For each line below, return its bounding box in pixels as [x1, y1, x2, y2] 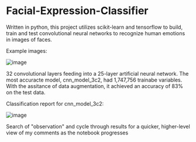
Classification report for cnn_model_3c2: [6, 100, 104, 107]
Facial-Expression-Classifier [6, 4, 149, 18]
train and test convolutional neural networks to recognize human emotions [6, 29, 185, 36]
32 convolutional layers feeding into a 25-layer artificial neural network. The [6, 70, 189, 77]
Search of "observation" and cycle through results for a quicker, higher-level [6, 123, 190, 130]
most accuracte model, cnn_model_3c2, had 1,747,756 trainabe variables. [6, 76, 183, 83]
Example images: [6, 47, 47, 54]
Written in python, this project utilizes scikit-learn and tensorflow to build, [6, 23, 183, 31]
